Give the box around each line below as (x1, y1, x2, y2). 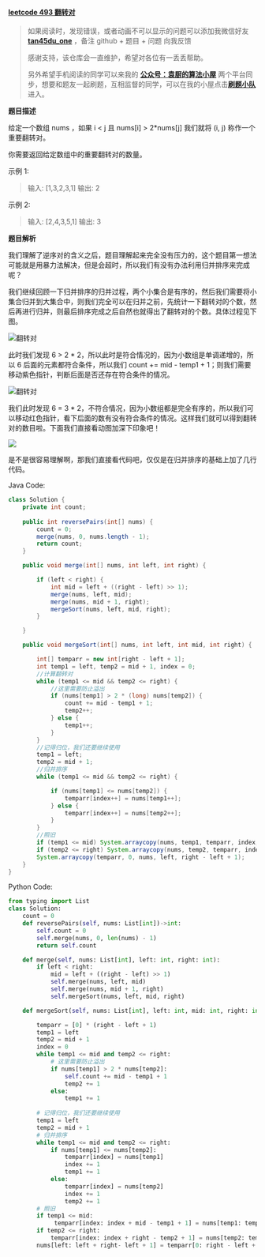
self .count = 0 (36, 927, 87, 935)
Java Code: (8, 480, 46, 490)
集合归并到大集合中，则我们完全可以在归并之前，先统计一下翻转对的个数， (8, 297, 250, 307)
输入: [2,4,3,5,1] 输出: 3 (27, 217, 101, 227)
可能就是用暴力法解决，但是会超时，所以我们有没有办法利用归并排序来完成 (8, 261, 250, 270)
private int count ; (22, 503, 87, 511)
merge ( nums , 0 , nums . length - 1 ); (36, 533, 150, 540)
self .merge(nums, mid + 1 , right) (50, 985, 164, 993)
